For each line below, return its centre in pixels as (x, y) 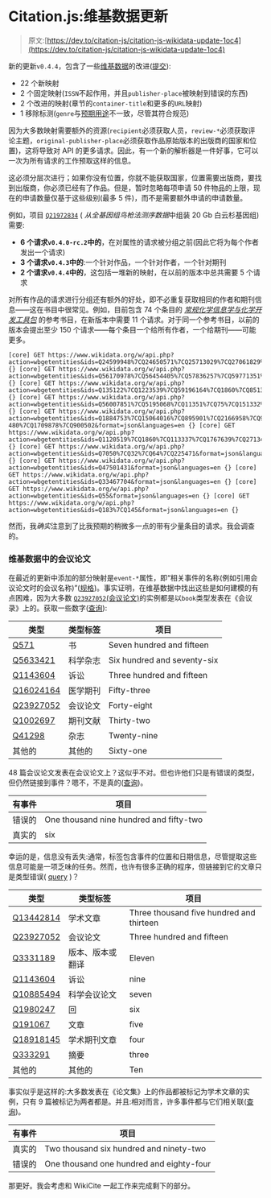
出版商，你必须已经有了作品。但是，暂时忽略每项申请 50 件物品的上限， (134, 188)
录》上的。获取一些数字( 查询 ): (58, 608)
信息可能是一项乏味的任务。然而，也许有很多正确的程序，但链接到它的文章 (131, 867)
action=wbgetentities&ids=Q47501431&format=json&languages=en (115, 468)
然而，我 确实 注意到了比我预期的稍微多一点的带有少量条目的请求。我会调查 (131, 526)
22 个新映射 (39, 83)
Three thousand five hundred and (192, 913)
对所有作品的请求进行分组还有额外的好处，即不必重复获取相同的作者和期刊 (131, 299)
